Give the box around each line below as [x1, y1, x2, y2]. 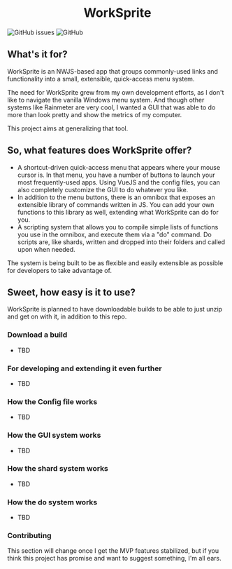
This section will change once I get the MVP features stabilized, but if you [7, 547, 219, 555]
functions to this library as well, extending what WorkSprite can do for [17, 208, 219, 216]
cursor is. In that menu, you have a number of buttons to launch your [17, 170, 215, 179]
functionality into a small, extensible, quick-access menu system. [7, 74, 195, 83]
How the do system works [7, 497, 98, 507]
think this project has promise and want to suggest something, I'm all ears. [7, 554, 222, 563]
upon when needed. [17, 245, 75, 253]
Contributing [7, 531, 52, 541]
